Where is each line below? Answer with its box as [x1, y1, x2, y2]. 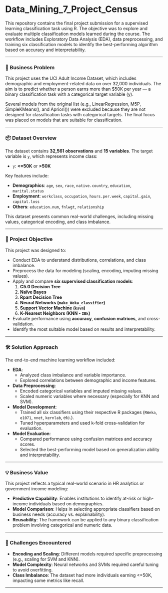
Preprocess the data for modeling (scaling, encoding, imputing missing [12, 267, 158, 274]
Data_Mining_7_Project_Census [5, 4, 138, 15]
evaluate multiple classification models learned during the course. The [5, 31, 150, 37]
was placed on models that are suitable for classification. [5, 117, 122, 123]
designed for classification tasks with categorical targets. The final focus [5, 112, 155, 118]
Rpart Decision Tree [19, 294, 62, 300]
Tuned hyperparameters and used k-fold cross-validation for [19, 420, 145, 426]
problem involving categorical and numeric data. [12, 522, 112, 528]
